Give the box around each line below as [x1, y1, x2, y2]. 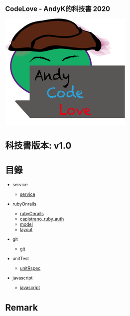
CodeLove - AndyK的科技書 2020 [5, 4, 111, 13]
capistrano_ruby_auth [19, 216, 64, 222]
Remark [5, 302, 38, 314]
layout [19, 226, 33, 232]
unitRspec [19, 265, 41, 271]
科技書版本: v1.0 [5, 140, 72, 151]
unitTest [12, 255, 29, 261]
